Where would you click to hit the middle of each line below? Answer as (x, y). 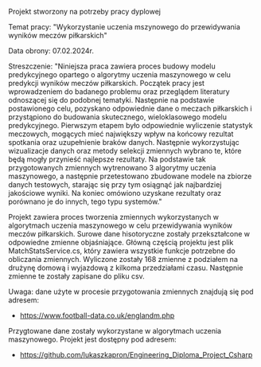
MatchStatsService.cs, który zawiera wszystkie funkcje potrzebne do (122, 251)
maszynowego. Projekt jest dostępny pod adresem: (92, 339)
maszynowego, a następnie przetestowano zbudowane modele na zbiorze (130, 176)
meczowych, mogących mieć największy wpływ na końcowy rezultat (121, 134)
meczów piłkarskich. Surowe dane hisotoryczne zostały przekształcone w (129, 234)
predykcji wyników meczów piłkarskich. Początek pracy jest (107, 83)
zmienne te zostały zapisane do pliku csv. (76, 276)
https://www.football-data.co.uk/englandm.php (97, 315)
